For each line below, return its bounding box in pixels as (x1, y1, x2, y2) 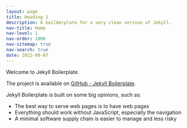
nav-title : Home (6, 25, 46, 31)
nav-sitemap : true (6, 42, 51, 48)
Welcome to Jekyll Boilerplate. (6, 68, 80, 75)
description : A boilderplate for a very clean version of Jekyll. (6, 19, 172, 25)
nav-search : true (6, 47, 49, 53)
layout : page (6, 8, 38, 15)
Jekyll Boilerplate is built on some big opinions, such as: (6, 91, 142, 98)
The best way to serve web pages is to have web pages (14, 102, 149, 109)
